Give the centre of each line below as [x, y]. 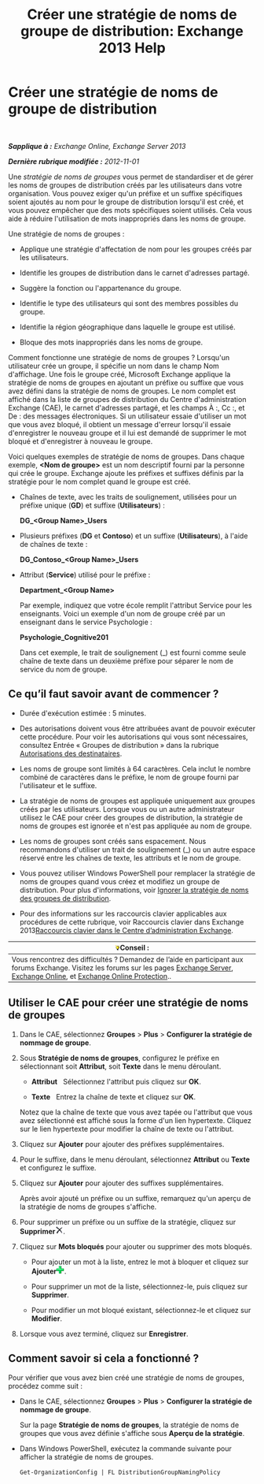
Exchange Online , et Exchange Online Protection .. [91, 976]
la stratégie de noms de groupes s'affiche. [88, 1207]
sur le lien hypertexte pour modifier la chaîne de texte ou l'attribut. [126, 1129]
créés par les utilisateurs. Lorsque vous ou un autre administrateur [127, 809]
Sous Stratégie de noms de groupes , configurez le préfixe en [119, 1058]
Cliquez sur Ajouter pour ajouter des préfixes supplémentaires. [122, 1144]
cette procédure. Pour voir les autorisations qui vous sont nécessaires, [134, 736]
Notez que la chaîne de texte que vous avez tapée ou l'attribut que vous [136, 1112]
